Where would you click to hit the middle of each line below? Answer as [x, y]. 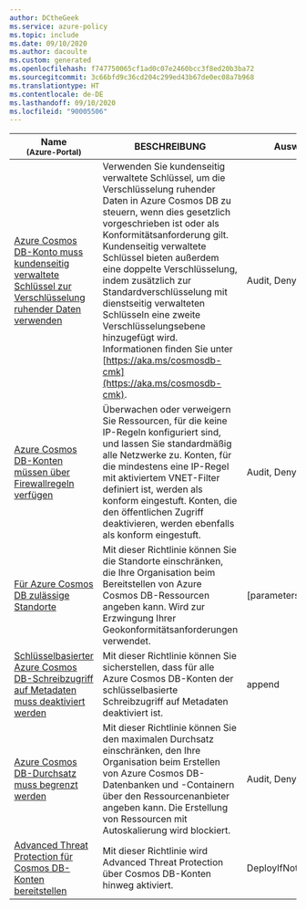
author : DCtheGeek [44, 18]
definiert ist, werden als [153, 489]
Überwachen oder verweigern [167, 410]
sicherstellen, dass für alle [158, 667]
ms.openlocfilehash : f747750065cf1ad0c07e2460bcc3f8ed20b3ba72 [132, 69]
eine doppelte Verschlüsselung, [170, 269]
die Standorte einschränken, [163, 561]
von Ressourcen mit [145, 820]
